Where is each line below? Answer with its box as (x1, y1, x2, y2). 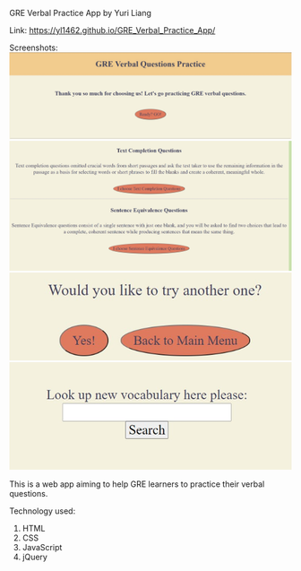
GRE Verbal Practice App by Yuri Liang (9, 8, 152, 18)
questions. (9, 489, 48, 499)
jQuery (21, 551, 47, 563)
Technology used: (9, 506, 76, 516)
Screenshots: (9, 42, 58, 53)
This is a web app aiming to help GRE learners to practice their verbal (9, 479, 265, 489)
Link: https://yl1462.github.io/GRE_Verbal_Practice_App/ (9, 25, 216, 35)
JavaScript (21, 542, 63, 553)
